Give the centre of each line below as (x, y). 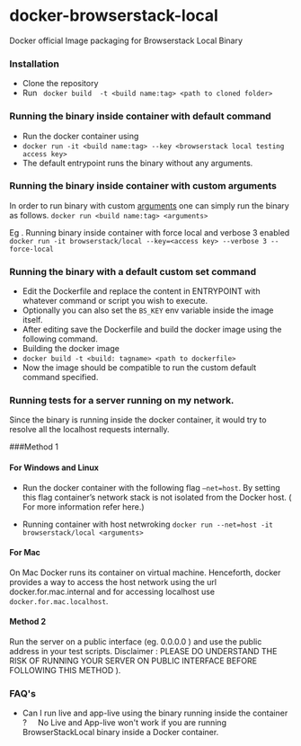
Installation (35, 64)
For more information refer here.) (84, 506)
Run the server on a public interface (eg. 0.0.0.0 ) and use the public (136, 642)
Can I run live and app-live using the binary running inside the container (155, 713)
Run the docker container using (80, 136)
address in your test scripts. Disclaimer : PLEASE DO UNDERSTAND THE (143, 652)
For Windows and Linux (54, 467)
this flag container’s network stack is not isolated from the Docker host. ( (157, 497)
